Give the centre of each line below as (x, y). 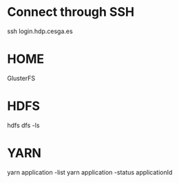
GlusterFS (21, 78)
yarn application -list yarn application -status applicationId (90, 172)
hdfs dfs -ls (23, 125)
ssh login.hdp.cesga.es (40, 31)
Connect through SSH (71, 12)
